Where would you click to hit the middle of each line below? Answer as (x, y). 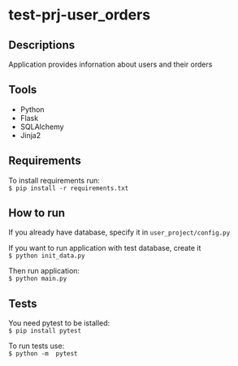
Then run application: (44, 271)
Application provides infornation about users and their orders (110, 64)
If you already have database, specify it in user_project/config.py (119, 232)
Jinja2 (30, 135)
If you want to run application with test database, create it (105, 248)
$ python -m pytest (43, 354)
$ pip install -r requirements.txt (69, 188)
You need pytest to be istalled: (59, 323)
